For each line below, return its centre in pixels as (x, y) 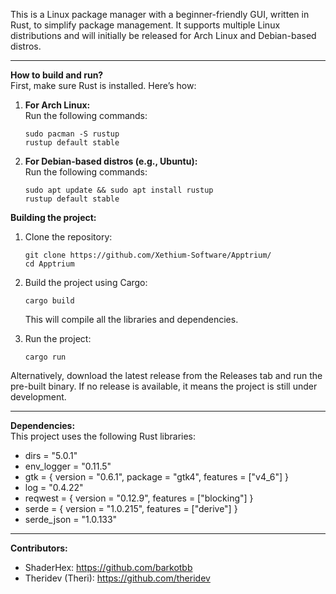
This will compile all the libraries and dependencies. (131, 319)
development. (38, 397)
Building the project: (53, 217)
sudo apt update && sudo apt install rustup (119, 190)
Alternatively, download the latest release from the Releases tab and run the (166, 375)
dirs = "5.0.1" (51, 455)
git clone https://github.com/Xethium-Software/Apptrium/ (148, 255)
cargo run (45, 357)
